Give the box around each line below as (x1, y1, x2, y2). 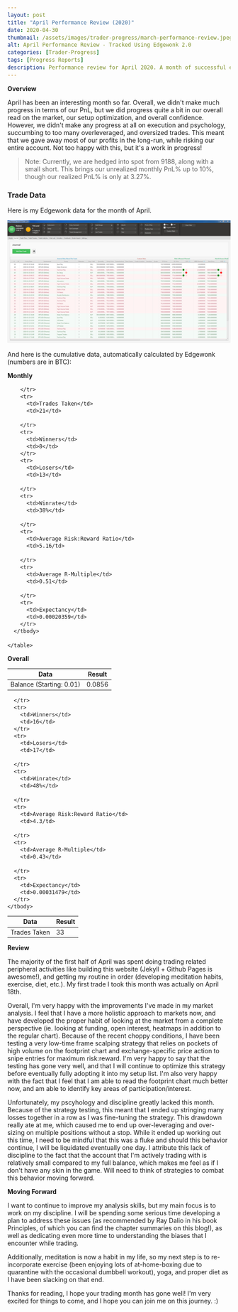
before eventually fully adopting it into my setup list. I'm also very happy (7, 1070, 217, 1078)
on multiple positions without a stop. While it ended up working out (25, 1129, 222, 1137)
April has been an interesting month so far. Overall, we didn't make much (7, 98, 220, 107)
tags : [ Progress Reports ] (7, 57, 84, 64)
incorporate (7, 1260, 42, 1269)
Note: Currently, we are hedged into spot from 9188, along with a (24, 157, 215, 166)
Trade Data (7, 190, 46, 200)
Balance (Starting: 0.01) (10, 680, 81, 689)
